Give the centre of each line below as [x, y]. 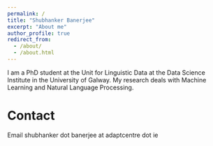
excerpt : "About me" [37, 27]
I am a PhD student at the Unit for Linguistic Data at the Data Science [106, 72]
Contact [31, 116]
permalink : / [26, 14]
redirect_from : [29, 40]
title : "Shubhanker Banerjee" [51, 20]
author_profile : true [39, 33]
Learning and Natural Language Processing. [71, 87]
